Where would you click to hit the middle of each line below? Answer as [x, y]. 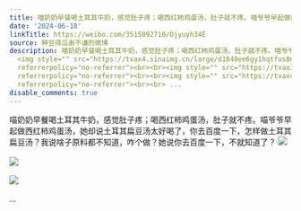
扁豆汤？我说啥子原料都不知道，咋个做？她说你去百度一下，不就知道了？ [142, 142]
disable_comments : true [54, 92]
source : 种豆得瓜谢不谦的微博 [59, 43]
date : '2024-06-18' [46, 26]
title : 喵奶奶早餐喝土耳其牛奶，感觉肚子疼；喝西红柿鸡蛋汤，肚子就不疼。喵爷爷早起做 [150, 18]
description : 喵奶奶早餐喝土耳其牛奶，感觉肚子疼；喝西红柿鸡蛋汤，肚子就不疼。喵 [146, 51]
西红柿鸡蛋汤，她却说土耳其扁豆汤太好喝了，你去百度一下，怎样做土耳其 [158, 130]
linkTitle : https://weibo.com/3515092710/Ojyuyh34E [107, 34]
